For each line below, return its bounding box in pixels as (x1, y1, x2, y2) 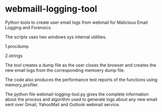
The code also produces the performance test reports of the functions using (5, 77, 158, 82)
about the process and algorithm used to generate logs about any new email (5, 96, 158, 102)
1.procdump (5, 43, 29, 49)
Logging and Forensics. (5, 24, 52, 30)
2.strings (5, 52, 23, 59)
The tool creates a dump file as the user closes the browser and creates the (5, 62, 157, 68)
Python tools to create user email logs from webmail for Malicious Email (5, 19, 148, 25)
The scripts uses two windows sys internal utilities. (5, 34, 107, 40)
